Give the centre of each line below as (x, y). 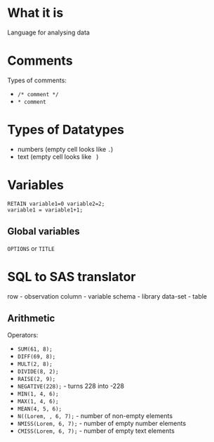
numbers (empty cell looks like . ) (65, 149)
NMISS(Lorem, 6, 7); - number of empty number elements (102, 424)
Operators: (23, 335)
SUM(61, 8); (35, 349)
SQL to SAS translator (72, 277)
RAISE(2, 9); (36, 379)
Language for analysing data (48, 32)
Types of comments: (37, 80)
